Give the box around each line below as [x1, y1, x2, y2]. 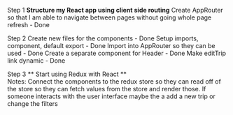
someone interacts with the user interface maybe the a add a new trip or [7, 92, 216, 100]
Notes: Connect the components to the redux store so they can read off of [7, 77, 222, 86]
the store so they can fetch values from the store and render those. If [7, 85, 206, 93]
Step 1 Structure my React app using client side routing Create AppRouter [7, 6, 224, 14]
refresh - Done [7, 21, 50, 29]
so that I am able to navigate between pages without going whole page [7, 13, 212, 22]
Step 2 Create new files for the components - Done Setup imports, [7, 34, 199, 43]
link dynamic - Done [7, 56, 66, 65]
